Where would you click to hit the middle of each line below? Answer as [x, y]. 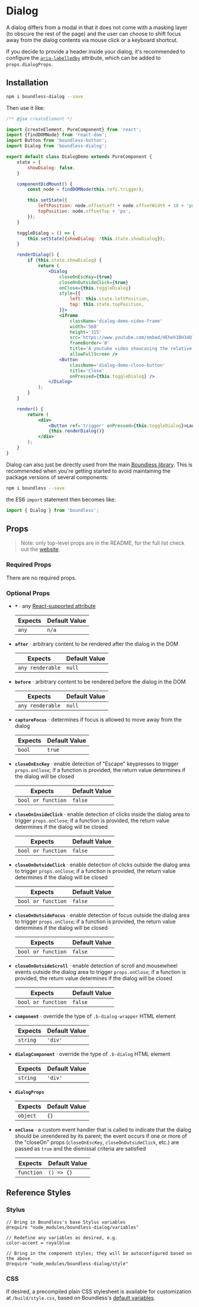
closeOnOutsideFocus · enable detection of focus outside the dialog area [102, 915]
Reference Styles [38, 1193]
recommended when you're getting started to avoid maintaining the [88, 471]
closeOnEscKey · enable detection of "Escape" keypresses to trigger [97, 764]
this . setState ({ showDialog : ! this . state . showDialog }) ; [97, 239]
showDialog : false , [52, 167]
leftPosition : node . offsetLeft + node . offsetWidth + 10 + [111, 206]
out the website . [40, 549]
